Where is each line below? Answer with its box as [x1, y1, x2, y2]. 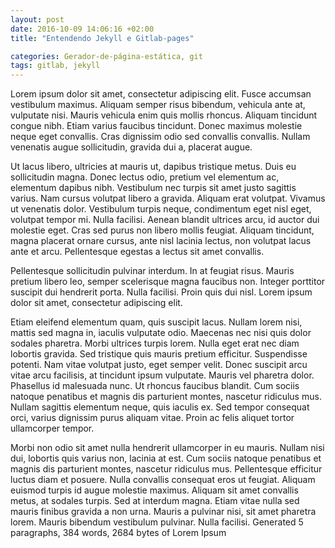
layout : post [10, 14, 65, 25]
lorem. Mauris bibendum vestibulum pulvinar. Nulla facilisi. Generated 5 [10, 516, 304, 528]
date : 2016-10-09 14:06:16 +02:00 [10, 24, 155, 34]
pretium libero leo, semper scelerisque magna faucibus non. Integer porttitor [10, 276, 326, 288]
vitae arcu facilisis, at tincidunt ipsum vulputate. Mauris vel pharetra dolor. [10, 369, 315, 381]
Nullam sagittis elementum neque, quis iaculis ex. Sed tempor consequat [10, 401, 310, 413]
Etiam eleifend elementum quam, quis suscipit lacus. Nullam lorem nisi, [10, 316, 303, 328]
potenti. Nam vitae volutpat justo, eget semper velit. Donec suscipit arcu [10, 359, 308, 371]
